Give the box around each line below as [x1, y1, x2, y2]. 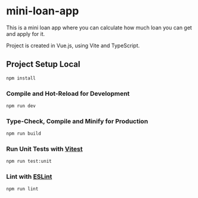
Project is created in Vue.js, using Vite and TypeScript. [6, 42, 140, 49]
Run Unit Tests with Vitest [6, 145, 83, 153]
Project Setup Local [6, 59, 81, 69]
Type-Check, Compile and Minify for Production [6, 117, 148, 125]
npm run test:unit [6, 159, 52, 165]
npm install [6, 75, 36, 81]
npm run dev [6, 103, 36, 109]
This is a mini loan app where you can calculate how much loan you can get [6, 24, 192, 31]
